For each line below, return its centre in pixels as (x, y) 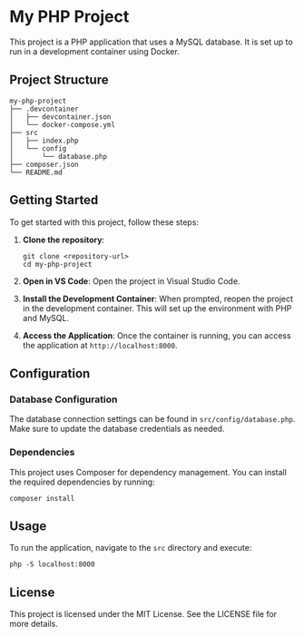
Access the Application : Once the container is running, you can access (157, 335)
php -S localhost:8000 (52, 564)
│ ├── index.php (44, 141)
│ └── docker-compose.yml (63, 124)
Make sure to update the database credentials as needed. (117, 429)
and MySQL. (46, 318)
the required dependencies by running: (83, 482)
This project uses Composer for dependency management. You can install (148, 472)
